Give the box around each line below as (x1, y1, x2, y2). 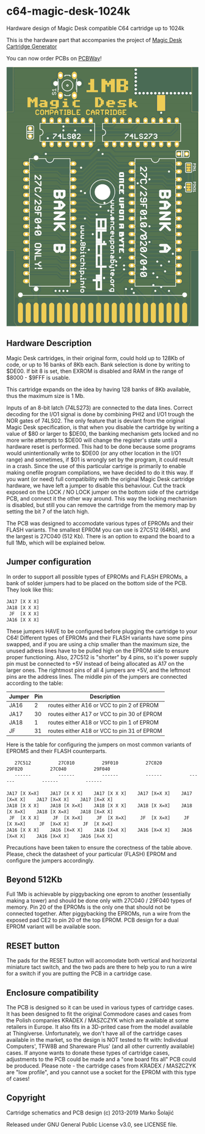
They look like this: (6, 586, 54, 593)
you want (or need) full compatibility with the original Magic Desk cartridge (6, 475, 195, 483)
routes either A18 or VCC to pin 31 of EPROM (48, 728, 163, 735)
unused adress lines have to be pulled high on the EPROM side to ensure (6, 647, 189, 654)
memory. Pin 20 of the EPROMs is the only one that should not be (6, 903, 171, 911)
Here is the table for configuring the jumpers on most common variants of (6, 740, 192, 748)
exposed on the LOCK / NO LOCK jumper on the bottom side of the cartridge (6, 488, 199, 496)
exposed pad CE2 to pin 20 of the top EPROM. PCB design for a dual (6, 917, 179, 924)
